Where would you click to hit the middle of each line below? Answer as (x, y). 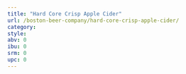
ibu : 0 (17, 47)
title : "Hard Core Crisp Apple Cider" (65, 14)
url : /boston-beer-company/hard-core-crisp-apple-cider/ (93, 20)
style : (17, 33)
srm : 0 (17, 54)
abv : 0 (17, 40)
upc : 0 (17, 60)
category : (22, 27)
